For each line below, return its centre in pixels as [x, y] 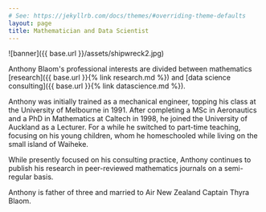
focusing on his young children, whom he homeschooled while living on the [133, 136]
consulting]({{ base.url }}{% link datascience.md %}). [97, 86]
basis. [43, 177]
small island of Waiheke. [48, 145]
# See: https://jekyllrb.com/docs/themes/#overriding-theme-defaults [127, 16]
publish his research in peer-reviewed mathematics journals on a [115, 169]
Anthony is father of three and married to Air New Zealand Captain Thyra [129, 193]
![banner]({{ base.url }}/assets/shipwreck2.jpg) [86, 54]
